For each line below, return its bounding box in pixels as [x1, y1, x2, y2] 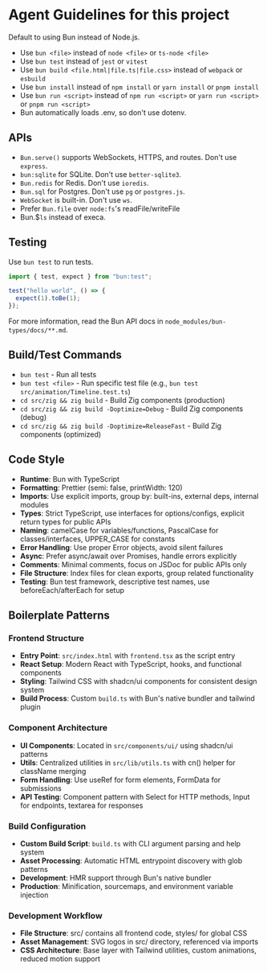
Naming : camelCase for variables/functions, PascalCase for [19, 525, 219, 535]
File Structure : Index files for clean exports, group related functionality [19, 568, 254, 578]
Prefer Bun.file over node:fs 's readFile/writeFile [19, 204, 180, 213]
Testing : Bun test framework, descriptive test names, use [19, 577, 210, 586]
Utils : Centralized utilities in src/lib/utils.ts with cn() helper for [19, 758, 236, 767]
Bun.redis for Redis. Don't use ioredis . [19, 178, 150, 187]
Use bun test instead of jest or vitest [19, 56, 148, 66]
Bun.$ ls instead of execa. [19, 212, 106, 222]
